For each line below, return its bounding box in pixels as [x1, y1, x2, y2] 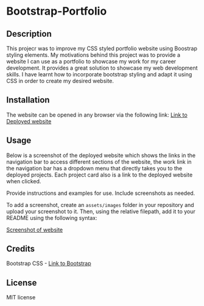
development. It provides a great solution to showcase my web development [6, 64, 198, 71]
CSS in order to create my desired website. [6, 78, 114, 84]
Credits [6, 244, 35, 254]
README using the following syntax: [6, 214, 97, 221]
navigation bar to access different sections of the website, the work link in [6, 158, 192, 166]
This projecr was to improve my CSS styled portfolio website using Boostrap [6, 45, 198, 52]
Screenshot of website [6, 226, 63, 233]
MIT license [6, 294, 36, 301]
